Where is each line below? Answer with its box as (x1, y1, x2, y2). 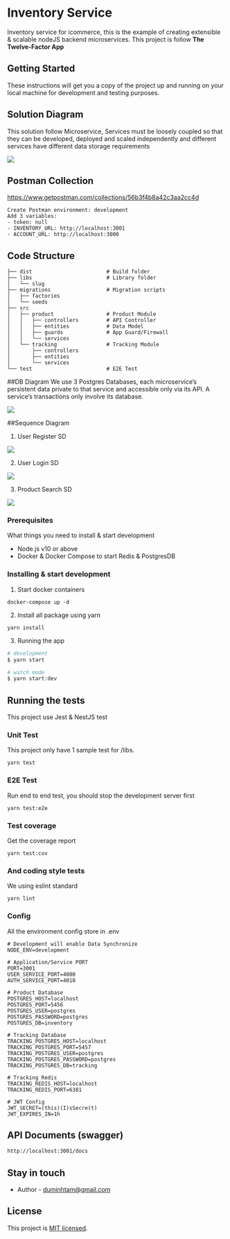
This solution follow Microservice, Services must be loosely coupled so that (7, 127, 223, 135)
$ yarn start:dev (7, 675, 57, 682)
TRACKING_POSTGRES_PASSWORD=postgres (7, 1056, 116, 1063)
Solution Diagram (7, 109, 84, 121)
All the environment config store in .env (7, 927, 120, 935)
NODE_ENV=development (7, 946, 70, 954)
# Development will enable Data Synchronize (7, 941, 138, 947)
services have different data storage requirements (7, 142, 150, 150)
